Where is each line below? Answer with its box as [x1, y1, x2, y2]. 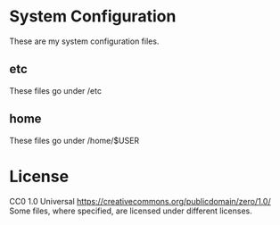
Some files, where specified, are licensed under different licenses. [9, 205, 252, 216]
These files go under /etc [9, 85, 103, 96]
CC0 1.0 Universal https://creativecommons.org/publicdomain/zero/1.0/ [9, 196, 271, 206]
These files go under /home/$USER [9, 135, 140, 146]
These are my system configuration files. [9, 36, 160, 46]
